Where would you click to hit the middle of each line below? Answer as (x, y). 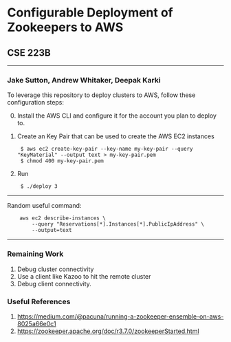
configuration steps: (35, 103)
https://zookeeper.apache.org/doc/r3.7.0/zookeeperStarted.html (108, 331)
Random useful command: (44, 206)
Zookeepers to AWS (65, 27)
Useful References (39, 301)
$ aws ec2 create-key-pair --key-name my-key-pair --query (107, 149)
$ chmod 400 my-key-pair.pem (62, 161)
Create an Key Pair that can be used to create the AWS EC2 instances (115, 136)
